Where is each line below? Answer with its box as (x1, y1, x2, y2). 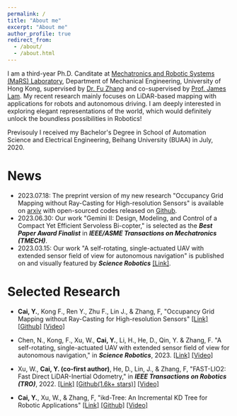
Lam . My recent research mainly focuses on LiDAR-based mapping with (7, 91, 217, 100)
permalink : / (7, 10, 46, 18)
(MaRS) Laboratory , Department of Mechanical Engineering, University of (7, 76, 221, 85)
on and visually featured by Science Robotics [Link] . (17, 259, 171, 267)
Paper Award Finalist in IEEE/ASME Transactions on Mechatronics (17, 229, 217, 237)
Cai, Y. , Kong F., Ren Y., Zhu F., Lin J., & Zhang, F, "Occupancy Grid (17, 307, 214, 316)
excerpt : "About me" (7, 23, 69, 30)
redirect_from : (7, 37, 52, 44)
